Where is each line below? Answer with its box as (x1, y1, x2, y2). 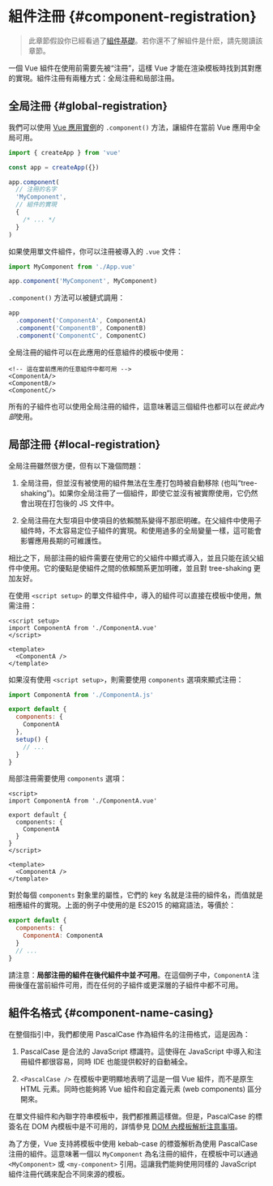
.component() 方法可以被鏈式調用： (8, 293, 126, 302)
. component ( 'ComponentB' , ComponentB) (15, 324, 147, 332)
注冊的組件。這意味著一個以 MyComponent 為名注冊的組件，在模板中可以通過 (8, 1149, 258, 1158)
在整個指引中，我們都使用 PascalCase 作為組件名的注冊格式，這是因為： (8, 1029, 251, 1038)
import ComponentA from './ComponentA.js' (8, 691, 154, 699)
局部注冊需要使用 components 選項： (8, 773, 127, 783)
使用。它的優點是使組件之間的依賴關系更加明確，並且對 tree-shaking (22, 563, 252, 572)
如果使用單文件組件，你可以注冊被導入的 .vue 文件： (8, 246, 184, 256)
